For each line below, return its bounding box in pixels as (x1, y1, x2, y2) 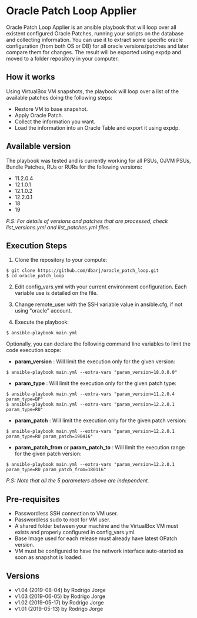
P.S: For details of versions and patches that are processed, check (6, 217, 168, 225)
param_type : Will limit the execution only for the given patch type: (14, 380, 176, 387)
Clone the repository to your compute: (14, 257, 108, 264)
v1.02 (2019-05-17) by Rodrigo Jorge (14, 599, 104, 606)
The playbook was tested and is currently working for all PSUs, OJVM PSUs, (6, 157, 191, 164)
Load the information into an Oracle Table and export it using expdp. (14, 124, 181, 131)
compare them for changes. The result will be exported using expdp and (6, 48, 181, 55)
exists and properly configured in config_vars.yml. (14, 529, 136, 536)
